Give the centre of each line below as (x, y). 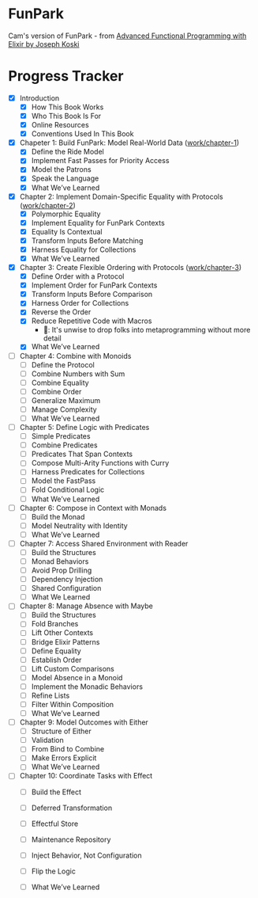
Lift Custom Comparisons (73, 668)
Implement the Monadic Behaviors (87, 687)
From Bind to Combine (68, 749)
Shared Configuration (66, 588)
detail (52, 338)
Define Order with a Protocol (78, 276)
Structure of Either (62, 731)
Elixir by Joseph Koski (44, 44)
